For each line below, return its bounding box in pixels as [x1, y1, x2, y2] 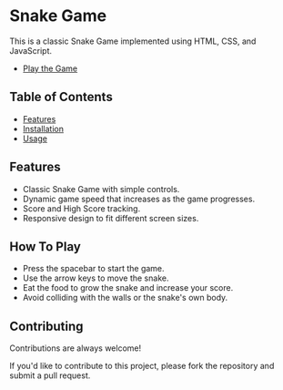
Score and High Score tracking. [22, 202, 141, 214]
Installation [22, 123, 65, 134]
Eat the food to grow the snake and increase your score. [22, 282, 234, 293]
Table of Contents [9, 89, 114, 105]
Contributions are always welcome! [9, 343, 142, 354]
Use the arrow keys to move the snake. [22, 272, 169, 283]
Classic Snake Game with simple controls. [22, 183, 180, 194]
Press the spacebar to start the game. [22, 263, 166, 274]
